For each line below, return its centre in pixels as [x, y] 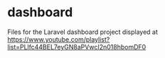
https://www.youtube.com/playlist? [59, 39]
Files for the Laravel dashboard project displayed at [83, 32]
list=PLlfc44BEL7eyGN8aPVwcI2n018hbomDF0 [77, 47]
